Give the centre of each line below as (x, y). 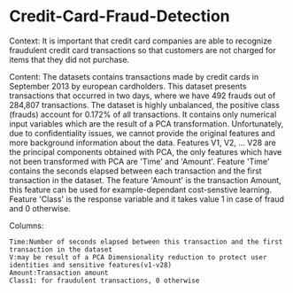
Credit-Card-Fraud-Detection (120, 16)
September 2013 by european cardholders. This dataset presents (128, 86)
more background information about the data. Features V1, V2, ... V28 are (143, 143)
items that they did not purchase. (69, 59)
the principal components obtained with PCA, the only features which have (146, 151)
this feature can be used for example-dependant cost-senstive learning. (141, 189)
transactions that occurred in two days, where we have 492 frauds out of (143, 96)
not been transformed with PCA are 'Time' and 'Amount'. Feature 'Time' (139, 161)
